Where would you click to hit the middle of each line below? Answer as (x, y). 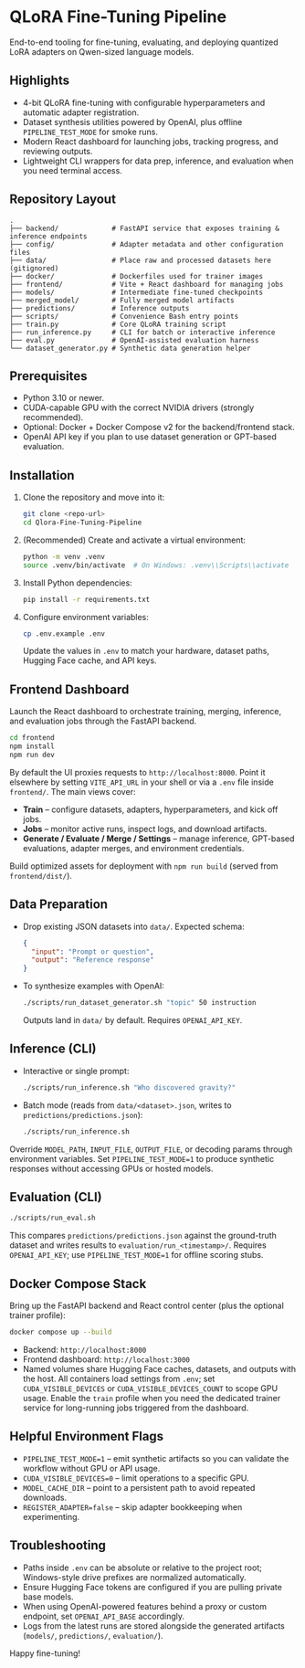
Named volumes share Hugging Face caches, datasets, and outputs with (159, 1369)
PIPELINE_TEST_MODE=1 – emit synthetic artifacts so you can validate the (156, 1458)
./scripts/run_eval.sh (53, 1218)
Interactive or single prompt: (76, 1071)
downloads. (45, 1497)
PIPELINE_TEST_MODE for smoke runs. (90, 132)
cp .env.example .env (63, 633)
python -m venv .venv (63, 556)
